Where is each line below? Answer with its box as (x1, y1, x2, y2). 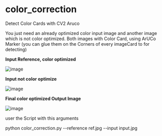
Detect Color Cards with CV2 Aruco (5, 20, 80, 26)
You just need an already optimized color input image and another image (5, 30, 157, 36)
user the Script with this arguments (5, 115, 79, 121)
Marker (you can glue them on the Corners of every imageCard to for (5, 41, 150, 47)
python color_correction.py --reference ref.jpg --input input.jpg (5, 125, 138, 131)
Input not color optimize (5, 76, 57, 82)
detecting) (5, 46, 27, 52)
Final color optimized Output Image (5, 95, 81, 101)
